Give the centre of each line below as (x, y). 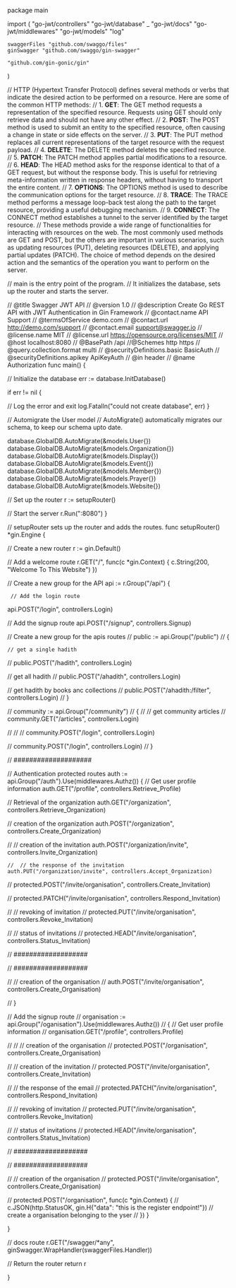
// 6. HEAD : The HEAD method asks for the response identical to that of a (113, 165)
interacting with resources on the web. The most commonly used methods (115, 232)
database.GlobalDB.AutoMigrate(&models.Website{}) (84, 486)
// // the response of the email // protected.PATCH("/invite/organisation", (112, 1088)
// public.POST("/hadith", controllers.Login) (70, 663)
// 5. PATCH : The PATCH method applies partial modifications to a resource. (117, 157)
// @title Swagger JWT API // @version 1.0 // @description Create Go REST (116, 305)
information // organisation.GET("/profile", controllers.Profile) (95, 1032)
